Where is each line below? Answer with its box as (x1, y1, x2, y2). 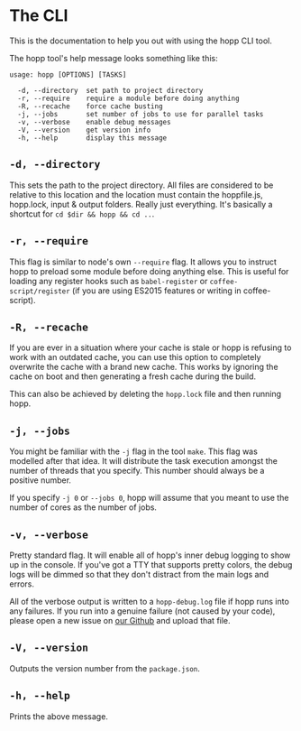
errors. (9, 578, 34, 589)
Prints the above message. (9, 710, 108, 722)
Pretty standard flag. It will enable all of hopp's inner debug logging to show (9, 550, 291, 560)
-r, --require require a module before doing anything (17, 94, 241, 103)
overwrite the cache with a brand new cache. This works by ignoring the (9, 362, 278, 373)
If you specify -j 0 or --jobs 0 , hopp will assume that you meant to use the (9, 493, 289, 504)
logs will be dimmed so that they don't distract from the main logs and (9, 569, 269, 579)
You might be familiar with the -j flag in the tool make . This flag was (9, 446, 259, 457)
